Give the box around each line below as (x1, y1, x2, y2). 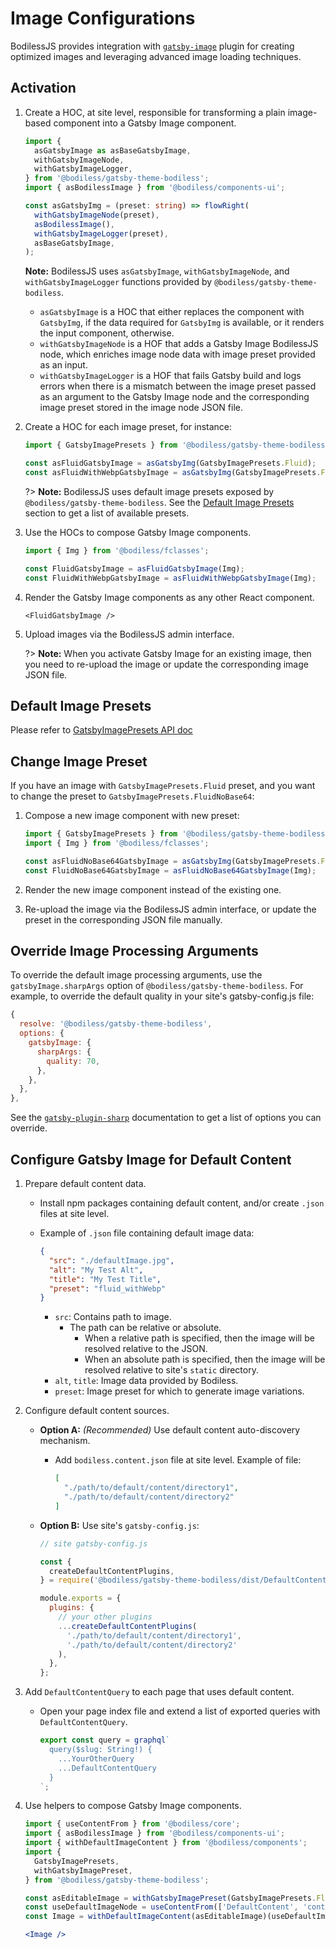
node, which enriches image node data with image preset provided (39, 348, 316, 361)
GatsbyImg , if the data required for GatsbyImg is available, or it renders (39, 317, 325, 329)
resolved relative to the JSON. (84, 1343, 208, 1355)
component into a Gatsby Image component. (53, 117, 237, 129)
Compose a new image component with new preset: (24, 810, 240, 822)
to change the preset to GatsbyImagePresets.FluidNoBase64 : (10, 790, 255, 802)
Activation (10, 80, 77, 97)
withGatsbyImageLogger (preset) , (34, 228, 169, 239)
